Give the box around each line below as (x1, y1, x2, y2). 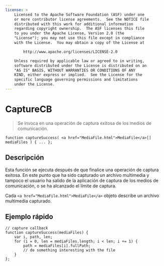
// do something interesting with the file (23, 248, 115, 253)
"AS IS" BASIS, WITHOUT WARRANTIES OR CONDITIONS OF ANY (14, 68, 136, 73)
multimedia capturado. (5, 197, 52, 204)
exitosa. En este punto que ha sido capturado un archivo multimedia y (5, 172, 149, 178)
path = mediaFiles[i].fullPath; (23, 243, 91, 248)
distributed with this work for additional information (14, 21, 134, 27)
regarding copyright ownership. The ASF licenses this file (14, 26, 144, 31)
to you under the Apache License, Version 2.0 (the (14, 31, 124, 36)
